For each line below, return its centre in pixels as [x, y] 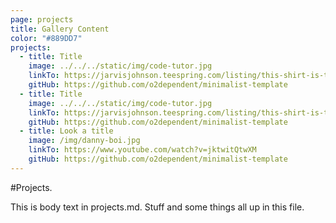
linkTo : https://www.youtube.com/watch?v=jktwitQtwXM [142, 150]
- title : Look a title [66, 131]
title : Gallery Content [60, 29]
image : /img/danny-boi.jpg [84, 141]
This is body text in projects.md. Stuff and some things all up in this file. [157, 207]
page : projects [42, 19]
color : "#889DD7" [46, 38]
